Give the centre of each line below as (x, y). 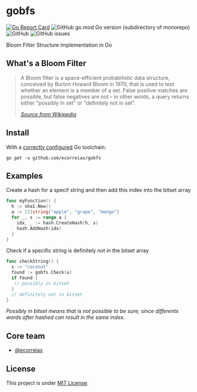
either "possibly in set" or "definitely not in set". (78, 103)
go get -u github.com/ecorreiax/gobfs (54, 158)
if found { (25, 278)
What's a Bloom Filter (46, 63)
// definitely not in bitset (47, 294)
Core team (26, 336)
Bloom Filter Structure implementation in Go (59, 45)
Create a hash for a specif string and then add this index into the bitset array (98, 190)
